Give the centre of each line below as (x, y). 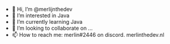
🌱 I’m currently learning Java (47, 22)
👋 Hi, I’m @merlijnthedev (42, 9)
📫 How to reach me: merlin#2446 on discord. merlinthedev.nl (88, 35)
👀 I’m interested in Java (41, 15)
